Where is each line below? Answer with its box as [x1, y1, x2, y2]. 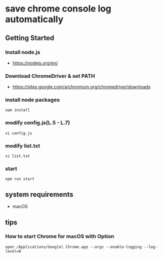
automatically [5, 14, 63, 25]
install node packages [5, 96, 60, 103]
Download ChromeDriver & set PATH [5, 72, 95, 79]
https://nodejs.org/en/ [12, 60, 58, 66]
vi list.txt [5, 154, 30, 159]
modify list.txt [5, 142, 40, 149]
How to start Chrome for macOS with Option [5, 233, 114, 240]
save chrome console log [5, 3, 111, 15]
